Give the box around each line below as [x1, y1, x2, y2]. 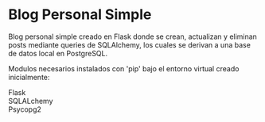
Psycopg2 [8, 105, 42, 114]
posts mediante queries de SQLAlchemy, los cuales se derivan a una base [8, 40, 251, 49]
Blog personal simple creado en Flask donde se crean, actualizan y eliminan [8, 32, 257, 41]
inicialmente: [8, 72, 50, 82]
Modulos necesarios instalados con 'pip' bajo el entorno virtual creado [8, 63, 240, 73]
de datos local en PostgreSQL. [8, 48, 108, 58]
